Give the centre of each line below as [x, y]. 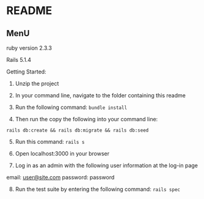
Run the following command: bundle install [71, 107]
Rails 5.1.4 [19, 60]
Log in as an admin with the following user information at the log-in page [107, 165]
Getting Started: [27, 72]
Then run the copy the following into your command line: [86, 119]
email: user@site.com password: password [60, 177]
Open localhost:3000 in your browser [62, 153]
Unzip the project [37, 84]
